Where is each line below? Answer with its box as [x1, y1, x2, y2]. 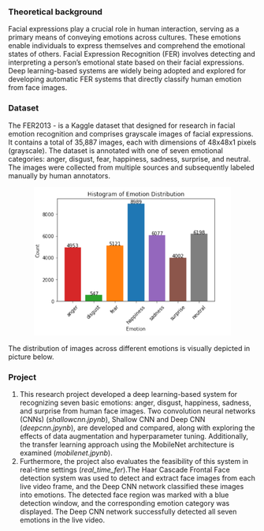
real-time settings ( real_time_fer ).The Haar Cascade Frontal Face [19, 465, 230, 475]
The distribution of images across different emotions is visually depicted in [8, 343, 251, 353]
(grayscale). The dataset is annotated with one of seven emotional [8, 145, 223, 155]
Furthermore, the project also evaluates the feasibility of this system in [19, 457, 248, 466]
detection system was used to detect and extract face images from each [19, 473, 256, 483]
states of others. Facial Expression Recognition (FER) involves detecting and [8, 50, 256, 59]
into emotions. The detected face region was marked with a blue [19, 490, 229, 499]
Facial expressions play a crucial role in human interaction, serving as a [8, 24, 240, 34]
